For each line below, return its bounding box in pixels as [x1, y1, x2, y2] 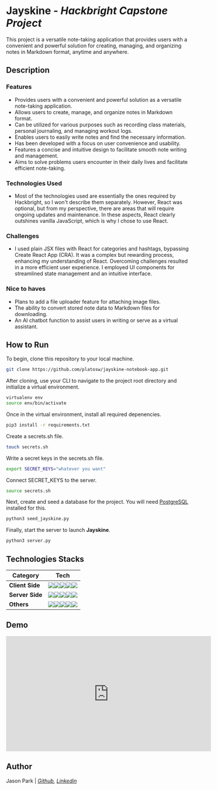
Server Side [9, 591, 43, 599]
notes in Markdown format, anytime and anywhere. [6, 48, 129, 55]
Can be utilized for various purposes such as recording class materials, [14, 121, 186, 128]
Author [6, 762, 32, 772]
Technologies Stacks [6, 554, 85, 564]
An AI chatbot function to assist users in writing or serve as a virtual [14, 317, 178, 324]
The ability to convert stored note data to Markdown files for [14, 304, 160, 311]
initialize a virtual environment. [6, 383, 80, 390]
